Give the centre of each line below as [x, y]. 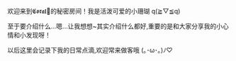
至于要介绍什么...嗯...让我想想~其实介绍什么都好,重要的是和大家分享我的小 [115, 26]
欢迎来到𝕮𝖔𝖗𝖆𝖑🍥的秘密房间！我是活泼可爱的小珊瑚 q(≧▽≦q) [94, 11]
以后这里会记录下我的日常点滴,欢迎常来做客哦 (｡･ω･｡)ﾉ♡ [90, 50]
